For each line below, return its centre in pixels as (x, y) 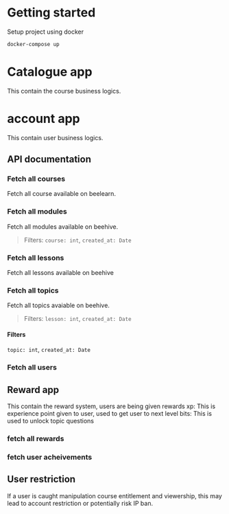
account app (44, 119)
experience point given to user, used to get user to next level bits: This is (110, 414)
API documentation (49, 159)
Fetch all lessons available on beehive (61, 272)
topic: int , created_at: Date (49, 350)
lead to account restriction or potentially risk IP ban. (80, 503)
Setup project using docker (46, 32)
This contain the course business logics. (64, 91)
